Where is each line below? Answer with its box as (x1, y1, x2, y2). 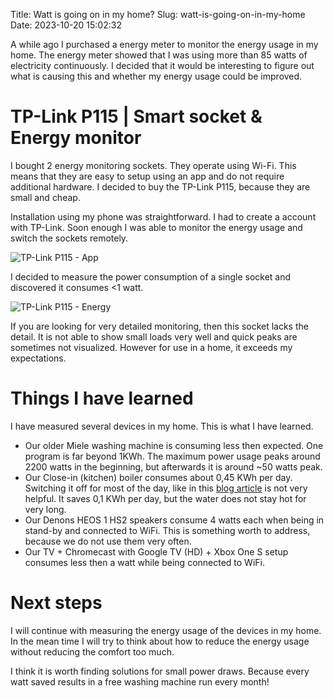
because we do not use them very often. (24, 535, 192, 547)
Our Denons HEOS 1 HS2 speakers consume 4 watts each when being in (24, 514, 325, 526)
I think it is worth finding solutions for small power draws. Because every (10, 665, 310, 677)
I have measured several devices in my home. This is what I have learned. (10, 420, 314, 432)
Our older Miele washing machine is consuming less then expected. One (24, 439, 324, 451)
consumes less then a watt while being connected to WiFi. (24, 556, 265, 568)
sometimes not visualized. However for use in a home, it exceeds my (10, 341, 293, 353)
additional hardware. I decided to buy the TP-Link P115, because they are (10, 180, 311, 193)
